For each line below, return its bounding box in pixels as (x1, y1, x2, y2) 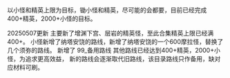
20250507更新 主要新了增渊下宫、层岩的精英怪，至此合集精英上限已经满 (7, 29, 214, 37)
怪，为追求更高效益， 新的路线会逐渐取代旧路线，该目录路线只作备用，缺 (7, 55, 215, 63)
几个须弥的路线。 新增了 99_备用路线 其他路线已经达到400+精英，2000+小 (7, 47, 221, 54)
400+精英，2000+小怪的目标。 (7, 14, 97, 23)
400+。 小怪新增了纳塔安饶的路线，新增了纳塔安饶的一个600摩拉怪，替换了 (7, 38, 224, 46)
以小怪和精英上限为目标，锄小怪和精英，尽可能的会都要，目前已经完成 (7, 6, 207, 14)
